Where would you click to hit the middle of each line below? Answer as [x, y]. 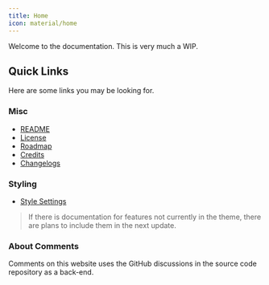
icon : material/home [43, 23]
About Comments [43, 246]
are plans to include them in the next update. [102, 225]
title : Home [28, 16]
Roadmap [36, 146]
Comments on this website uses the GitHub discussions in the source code [133, 264]
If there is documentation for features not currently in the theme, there [145, 217]
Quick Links [39, 71]
